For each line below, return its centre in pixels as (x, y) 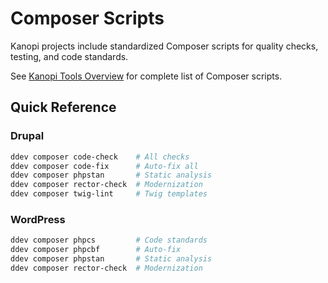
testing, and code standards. (69, 56)
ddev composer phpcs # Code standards (109, 240)
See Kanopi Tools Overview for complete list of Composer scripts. (146, 76)
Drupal (27, 136)
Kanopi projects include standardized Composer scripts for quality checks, (164, 46)
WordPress (38, 219)
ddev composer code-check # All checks (100, 157)
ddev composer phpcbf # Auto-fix (96, 250)
